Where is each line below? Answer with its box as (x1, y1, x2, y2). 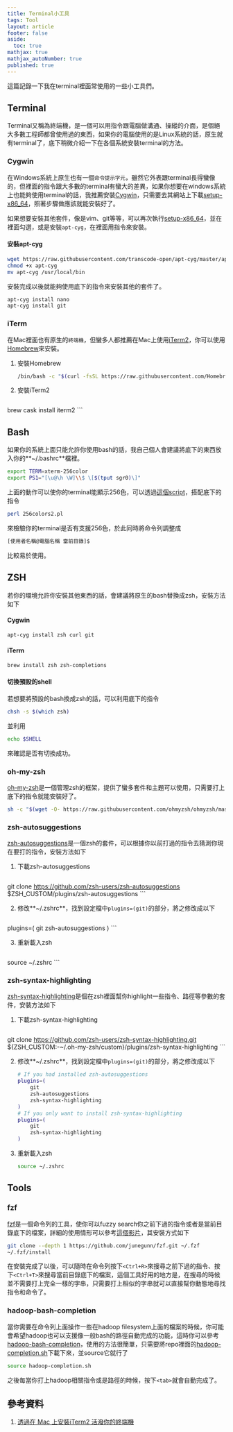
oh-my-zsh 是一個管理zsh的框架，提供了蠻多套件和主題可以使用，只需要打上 (7, 784, 225, 792)
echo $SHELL (7, 735, 42, 743)
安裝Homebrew (17, 359, 61, 367)
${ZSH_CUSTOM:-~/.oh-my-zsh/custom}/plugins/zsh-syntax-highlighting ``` (7, 1043, 225, 1052)
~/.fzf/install (7, 1249, 51, 1256)
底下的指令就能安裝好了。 (7, 792, 80, 800)
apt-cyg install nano (7, 296, 70, 303)
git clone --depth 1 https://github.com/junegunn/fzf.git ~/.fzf (7, 1242, 200, 1249)
